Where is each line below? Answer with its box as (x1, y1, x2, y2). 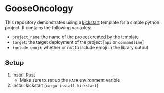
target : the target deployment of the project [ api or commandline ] (12, 39, 144, 45)
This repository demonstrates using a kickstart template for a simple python (5, 19, 160, 25)
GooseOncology (5, 3, 73, 14)
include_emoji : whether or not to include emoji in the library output (12, 44, 149, 50)
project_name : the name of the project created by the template (12, 34, 139, 40)
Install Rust (12, 72, 35, 78)
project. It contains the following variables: (5, 24, 92, 30)
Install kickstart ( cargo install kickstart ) (12, 82, 99, 88)
